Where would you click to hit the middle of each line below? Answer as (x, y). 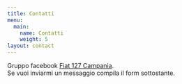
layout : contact (31, 46)
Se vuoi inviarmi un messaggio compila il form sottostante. (91, 73)
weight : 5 (34, 40)
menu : (15, 20)
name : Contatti (42, 33)
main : (22, 26)
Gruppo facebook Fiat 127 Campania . (61, 66)
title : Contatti (31, 14)
